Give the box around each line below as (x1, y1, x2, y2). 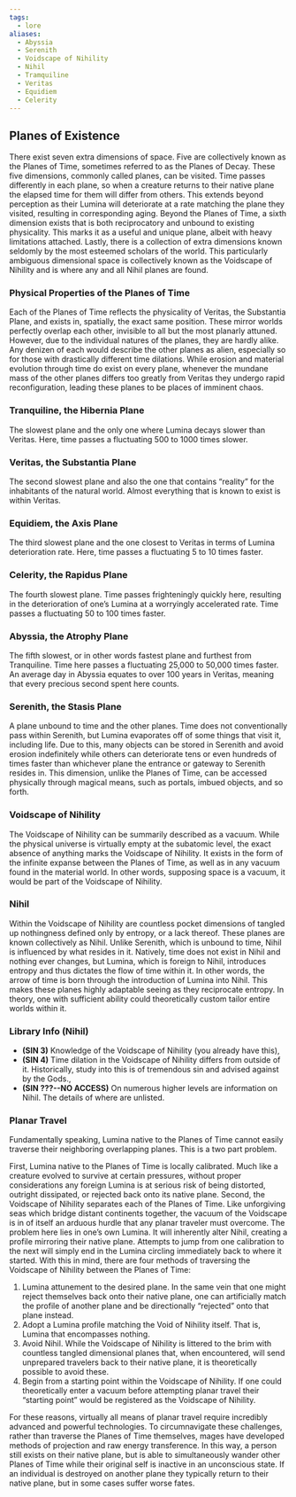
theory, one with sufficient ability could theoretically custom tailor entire (9, 994, 271, 1004)
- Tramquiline (17, 71, 69, 80)
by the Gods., (21, 1073, 72, 1084)
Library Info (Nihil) (9, 1025, 89, 1037)
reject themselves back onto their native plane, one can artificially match (21, 1291, 287, 1302)
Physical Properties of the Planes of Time (9, 287, 190, 300)
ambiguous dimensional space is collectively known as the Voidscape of (9, 255, 273, 266)
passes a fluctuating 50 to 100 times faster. (9, 608, 166, 619)
